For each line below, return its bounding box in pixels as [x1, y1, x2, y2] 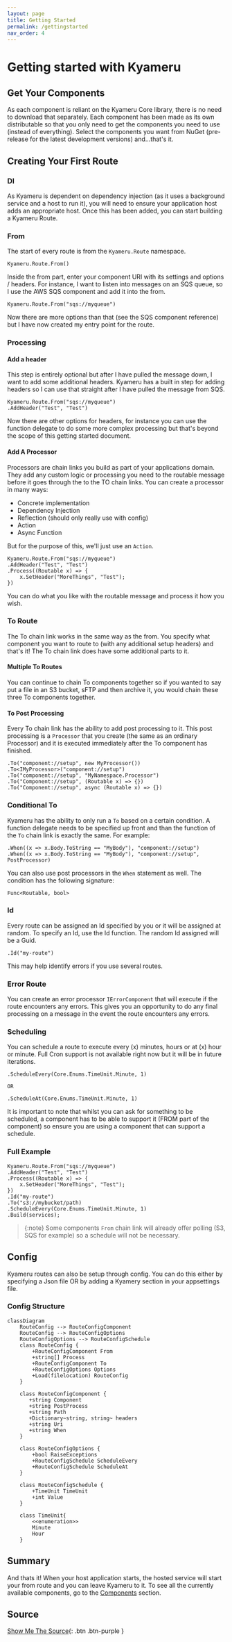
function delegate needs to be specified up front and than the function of [7, 823, 216, 832]
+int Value [32, 1493, 64, 1501]
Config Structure [7, 1302, 65, 1311]
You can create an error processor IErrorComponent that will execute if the [7, 995, 218, 1003]
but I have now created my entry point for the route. [7, 320, 154, 329]
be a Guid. [7, 936, 37, 944]
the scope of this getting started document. [7, 432, 132, 440]
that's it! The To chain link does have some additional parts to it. [7, 647, 189, 655]
